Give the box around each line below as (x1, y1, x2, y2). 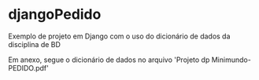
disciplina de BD (8, 39, 61, 49)
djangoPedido (8, 5, 102, 24)
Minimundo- (211, 55, 252, 64)
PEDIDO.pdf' (8, 63, 49, 72)
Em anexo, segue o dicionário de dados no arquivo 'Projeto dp (8, 55, 210, 64)
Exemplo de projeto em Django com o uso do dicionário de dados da (8, 31, 231, 41)
